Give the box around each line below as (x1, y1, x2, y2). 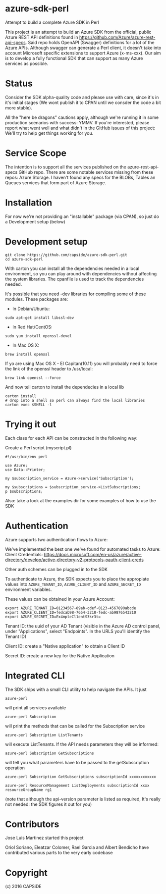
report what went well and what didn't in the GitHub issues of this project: (5, 125, 156, 131)
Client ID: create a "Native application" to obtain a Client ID (5, 643, 125, 649)
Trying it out (5, 419, 56, 430)
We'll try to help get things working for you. (5, 130, 94, 136)
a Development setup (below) (5, 218, 65, 224)
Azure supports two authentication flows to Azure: (5, 536, 108, 542)
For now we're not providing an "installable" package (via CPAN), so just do (5, 213, 160, 219)
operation (5, 765, 25, 771)
